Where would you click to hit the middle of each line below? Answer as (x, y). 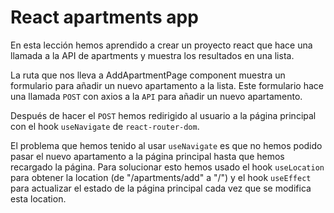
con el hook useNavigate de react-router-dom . (105, 126)
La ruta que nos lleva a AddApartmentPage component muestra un (148, 75)
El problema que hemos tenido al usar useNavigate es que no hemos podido (166, 145)
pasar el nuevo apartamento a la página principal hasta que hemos (147, 156)
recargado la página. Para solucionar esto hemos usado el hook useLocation (167, 167)
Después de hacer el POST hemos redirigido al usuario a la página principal (163, 115)
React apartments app (104, 17)
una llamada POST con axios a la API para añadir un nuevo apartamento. (156, 96)
